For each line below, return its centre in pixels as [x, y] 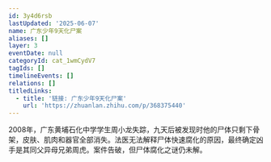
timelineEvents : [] [41, 76]
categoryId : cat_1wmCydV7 [52, 61]
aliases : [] [28, 38]
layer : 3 [23, 46]
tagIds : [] [27, 69]
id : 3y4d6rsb [30, 16]
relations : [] [32, 83]
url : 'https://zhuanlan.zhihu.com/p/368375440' [104, 106]
